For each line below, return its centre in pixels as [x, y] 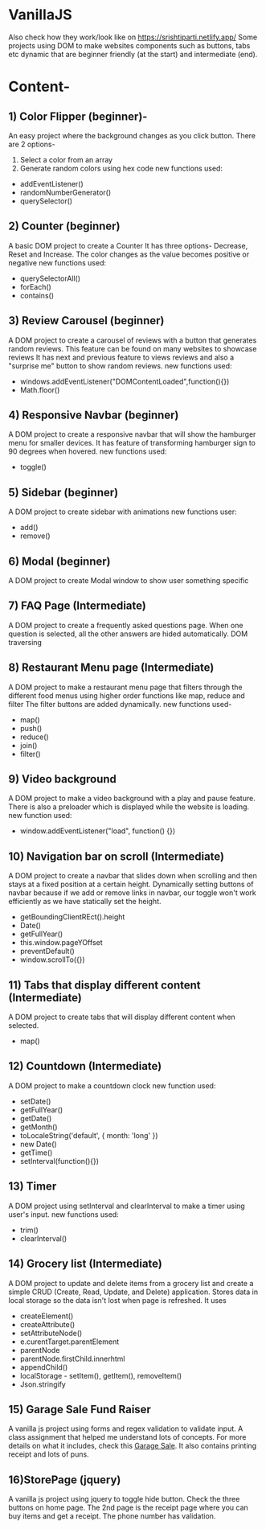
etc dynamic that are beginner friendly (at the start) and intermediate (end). [133, 54]
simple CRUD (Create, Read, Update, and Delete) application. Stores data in [133, 1292]
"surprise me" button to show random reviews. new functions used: [120, 366]
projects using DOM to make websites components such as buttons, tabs [129, 45]
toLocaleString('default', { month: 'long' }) [89, 1135]
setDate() [35, 1101]
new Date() [39, 1144]
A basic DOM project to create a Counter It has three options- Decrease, [128, 245]
